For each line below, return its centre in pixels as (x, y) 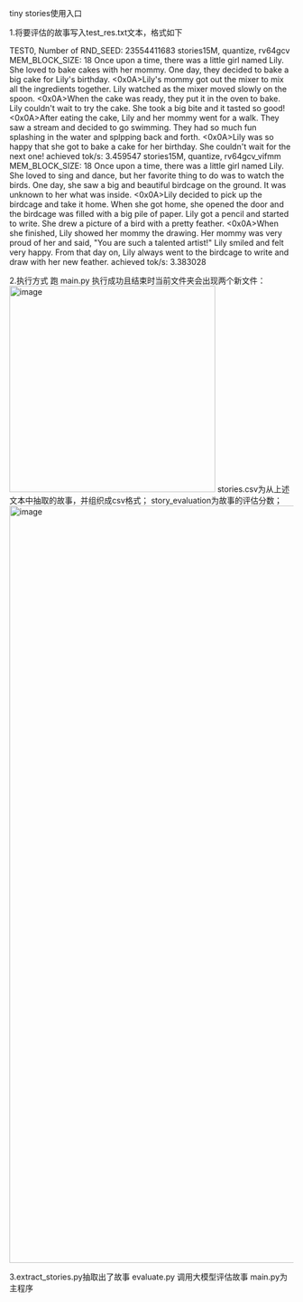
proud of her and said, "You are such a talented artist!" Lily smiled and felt (147, 243)
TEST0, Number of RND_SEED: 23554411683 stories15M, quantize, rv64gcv (150, 51)
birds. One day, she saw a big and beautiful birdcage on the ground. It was (148, 185)
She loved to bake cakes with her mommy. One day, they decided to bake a (149, 70)
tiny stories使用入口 (46, 13)
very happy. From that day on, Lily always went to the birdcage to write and (149, 252)
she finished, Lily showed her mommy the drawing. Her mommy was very (146, 233)
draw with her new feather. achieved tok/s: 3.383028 (108, 262)
